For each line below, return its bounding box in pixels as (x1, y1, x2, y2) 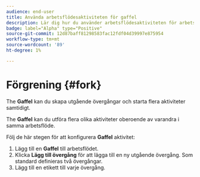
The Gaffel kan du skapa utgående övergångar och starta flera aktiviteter (6, 97, 186, 105)
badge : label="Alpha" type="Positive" (6, 25, 102, 31)
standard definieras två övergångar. (14, 157, 103, 165)
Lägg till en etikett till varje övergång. (14, 164, 106, 171)
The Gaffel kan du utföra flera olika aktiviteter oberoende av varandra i (6, 115, 180, 122)
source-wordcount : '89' (6, 42, 65, 48)
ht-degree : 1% (6, 48, 42, 53)
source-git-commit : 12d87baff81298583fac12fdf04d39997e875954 (6, 31, 164, 37)
